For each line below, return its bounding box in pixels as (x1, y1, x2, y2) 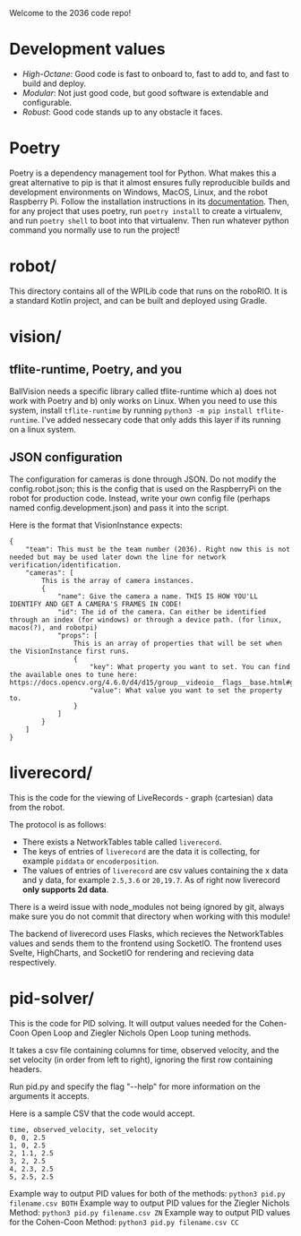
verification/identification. (9, 560, 123, 570)
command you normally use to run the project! (9, 224, 181, 236)
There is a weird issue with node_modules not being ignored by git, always (9, 901, 285, 912)
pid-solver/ (9, 988, 95, 1009)
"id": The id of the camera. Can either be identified (56, 607, 267, 616)
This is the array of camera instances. (41, 576, 194, 585)
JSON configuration (9, 450, 123, 465)
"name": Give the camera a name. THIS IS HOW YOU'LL (56, 591, 258, 601)
